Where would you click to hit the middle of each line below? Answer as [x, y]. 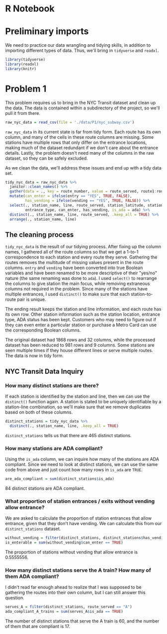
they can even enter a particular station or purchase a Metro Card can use [81, 325]
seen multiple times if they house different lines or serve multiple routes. [79, 351]
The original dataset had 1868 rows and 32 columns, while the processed [80, 340]
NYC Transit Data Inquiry [44, 371]
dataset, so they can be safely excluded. [46, 158]
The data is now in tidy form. [34, 356]
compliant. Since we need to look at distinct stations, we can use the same [82, 464]
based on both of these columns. [39, 412]
